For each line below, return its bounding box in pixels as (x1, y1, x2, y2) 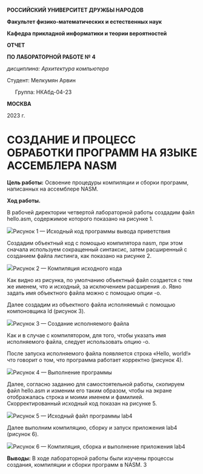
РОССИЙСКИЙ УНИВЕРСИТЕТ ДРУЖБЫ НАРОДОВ (7, 7, 144, 13)
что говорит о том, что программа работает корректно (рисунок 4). (7, 356, 184, 363)
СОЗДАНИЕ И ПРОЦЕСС (7, 133, 136, 147)
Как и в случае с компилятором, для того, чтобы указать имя (7, 331, 166, 339)
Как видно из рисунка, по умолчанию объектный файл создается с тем (7, 276, 193, 283)
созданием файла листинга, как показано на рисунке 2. (7, 252, 152, 259)
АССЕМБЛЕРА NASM (7, 159, 117, 173)
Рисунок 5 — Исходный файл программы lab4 (13, 412, 133, 420)
